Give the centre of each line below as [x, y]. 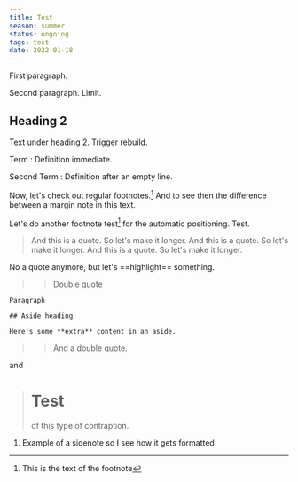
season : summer [37, 26]
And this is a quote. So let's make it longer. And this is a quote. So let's [160, 241]
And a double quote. [90, 348]
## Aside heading [41, 316]
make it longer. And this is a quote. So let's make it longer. [137, 250]
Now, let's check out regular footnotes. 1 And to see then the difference [138, 194]
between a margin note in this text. [72, 204]
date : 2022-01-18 [41, 51]
